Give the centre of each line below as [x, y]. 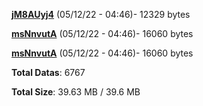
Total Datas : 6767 [48, 72]
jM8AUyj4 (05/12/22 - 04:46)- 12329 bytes [101, 14]
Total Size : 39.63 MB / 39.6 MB [76, 92]
